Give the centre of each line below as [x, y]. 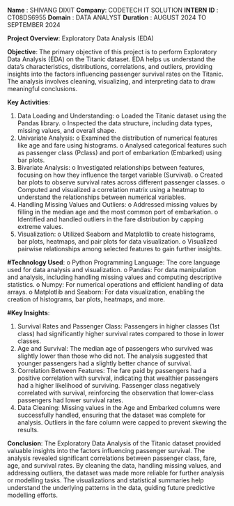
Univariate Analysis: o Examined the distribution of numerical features [117, 138]
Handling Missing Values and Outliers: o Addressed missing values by [117, 204]
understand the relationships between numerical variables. [102, 197]
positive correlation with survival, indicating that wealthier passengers [118, 378]
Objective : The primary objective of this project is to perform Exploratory [112, 52]
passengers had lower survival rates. [70, 400]
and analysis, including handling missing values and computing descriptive [115, 277]
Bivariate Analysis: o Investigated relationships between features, [111, 167]
